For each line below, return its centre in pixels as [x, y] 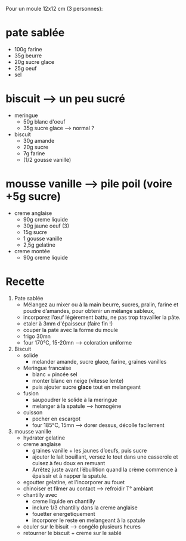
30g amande [39, 140]
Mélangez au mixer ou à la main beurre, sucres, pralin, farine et [101, 305]
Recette [25, 282]
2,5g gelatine [39, 245]
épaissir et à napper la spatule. [70, 476]
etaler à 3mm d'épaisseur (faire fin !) [68, 323]
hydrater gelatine [44, 438]
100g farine [28, 49]
